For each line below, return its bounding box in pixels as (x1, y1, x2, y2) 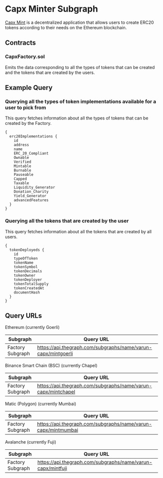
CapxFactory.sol (5, 53, 45, 60)
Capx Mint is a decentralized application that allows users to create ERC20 (5, 19, 154, 25)
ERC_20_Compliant (14, 151, 49, 156)
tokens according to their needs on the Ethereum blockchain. (5, 24, 127, 30)
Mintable (14, 164, 32, 169)
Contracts (5, 39, 36, 47)
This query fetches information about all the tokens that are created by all (5, 228, 152, 234)
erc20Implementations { (9, 134, 57, 139)
